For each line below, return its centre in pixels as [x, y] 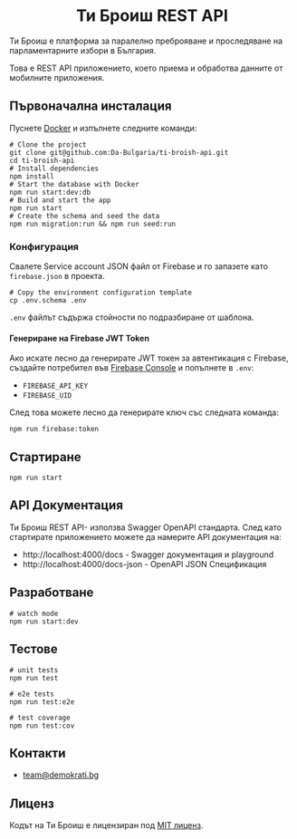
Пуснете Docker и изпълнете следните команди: [103, 128]
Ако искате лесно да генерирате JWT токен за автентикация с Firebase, [149, 358]
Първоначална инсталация [91, 106]
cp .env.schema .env [48, 301]
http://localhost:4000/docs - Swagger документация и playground [148, 555]
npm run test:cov [42, 726]
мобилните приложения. [57, 77]
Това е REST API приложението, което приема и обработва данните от [146, 68]
